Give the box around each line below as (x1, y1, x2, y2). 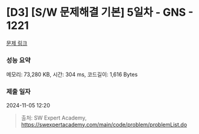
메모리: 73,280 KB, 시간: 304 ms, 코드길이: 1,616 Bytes (6, 71, 138, 78)
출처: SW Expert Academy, (21, 114, 87, 121)
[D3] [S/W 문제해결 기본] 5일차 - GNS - (6, 5, 194, 19)
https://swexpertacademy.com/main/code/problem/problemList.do (21, 121, 188, 128)
